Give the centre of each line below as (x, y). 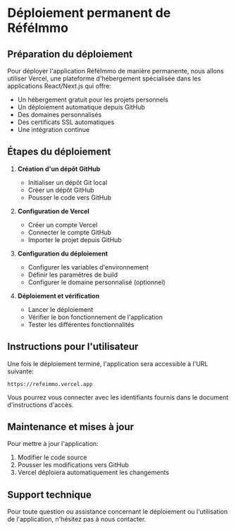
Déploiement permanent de (89, 13)
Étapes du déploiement (59, 152)
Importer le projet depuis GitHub (75, 240)
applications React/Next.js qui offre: (59, 86)
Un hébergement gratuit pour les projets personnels (93, 100)
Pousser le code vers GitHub (69, 197)
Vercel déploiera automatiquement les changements (93, 472)
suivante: (20, 371)
